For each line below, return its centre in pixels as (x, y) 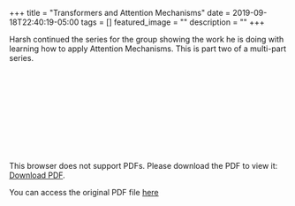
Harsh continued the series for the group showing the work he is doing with (147, 39)
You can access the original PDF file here (84, 192)
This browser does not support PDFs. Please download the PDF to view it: (144, 166)
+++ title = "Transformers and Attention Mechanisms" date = (120, 13)
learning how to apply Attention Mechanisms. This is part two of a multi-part (148, 49)
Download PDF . (38, 175)
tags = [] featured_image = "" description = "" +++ (173, 22)
